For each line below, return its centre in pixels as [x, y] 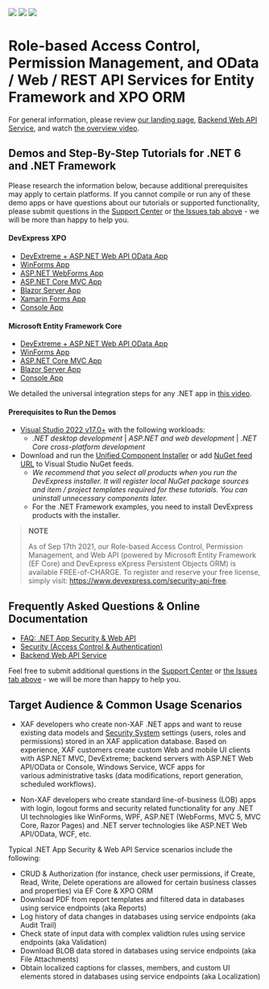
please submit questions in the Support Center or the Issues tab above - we [134, 211]
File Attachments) [49, 959]
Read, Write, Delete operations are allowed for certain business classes [138, 882]
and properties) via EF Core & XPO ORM [87, 891]
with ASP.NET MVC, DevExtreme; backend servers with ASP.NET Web [137, 758]
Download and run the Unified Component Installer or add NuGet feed [136, 456]
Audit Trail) [38, 925]
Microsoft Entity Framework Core [65, 325]
